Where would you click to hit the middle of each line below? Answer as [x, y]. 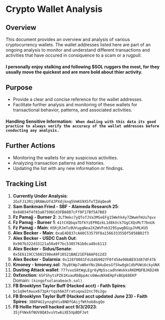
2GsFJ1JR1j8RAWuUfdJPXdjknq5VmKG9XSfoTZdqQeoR [62, 201]
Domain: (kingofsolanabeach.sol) [47, 280]
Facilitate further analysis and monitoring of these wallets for [75, 105]
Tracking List [26, 184]
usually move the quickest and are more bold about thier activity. [74, 72]
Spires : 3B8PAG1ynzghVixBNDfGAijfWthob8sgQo [59, 301]
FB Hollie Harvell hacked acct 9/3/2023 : [55, 307]
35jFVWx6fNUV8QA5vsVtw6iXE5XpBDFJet [51, 312]
